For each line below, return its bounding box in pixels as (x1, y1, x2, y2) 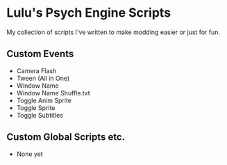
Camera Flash (16, 66, 57, 74)
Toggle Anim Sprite (16, 96, 72, 104)
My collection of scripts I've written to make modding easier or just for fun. (6, 28, 220, 36)
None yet (16, 150, 43, 158)
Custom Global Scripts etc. (6, 131, 126, 143)
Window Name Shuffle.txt (16, 88, 91, 97)
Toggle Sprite (16, 103, 56, 112)
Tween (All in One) (16, 74, 70, 82)
